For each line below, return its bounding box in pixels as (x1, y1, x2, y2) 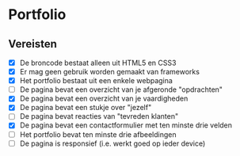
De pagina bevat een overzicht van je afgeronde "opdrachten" (19, 85, 223, 94)
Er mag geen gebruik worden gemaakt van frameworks (19, 67, 200, 77)
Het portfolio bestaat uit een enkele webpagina (19, 76, 173, 86)
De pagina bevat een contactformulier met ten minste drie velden (19, 120, 232, 130)
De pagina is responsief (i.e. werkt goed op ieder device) (19, 139, 206, 148)
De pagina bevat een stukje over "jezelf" (19, 103, 152, 112)
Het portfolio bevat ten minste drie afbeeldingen (19, 129, 177, 139)
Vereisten (8, 37, 57, 51)
